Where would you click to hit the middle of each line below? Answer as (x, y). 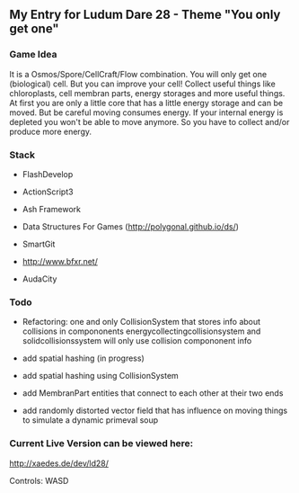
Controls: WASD (39, 480)
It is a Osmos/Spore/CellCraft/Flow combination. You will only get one (138, 74)
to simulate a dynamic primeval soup (90, 420)
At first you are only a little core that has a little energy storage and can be (146, 103)
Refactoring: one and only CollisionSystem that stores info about (141, 322)
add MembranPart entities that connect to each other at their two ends (153, 393)
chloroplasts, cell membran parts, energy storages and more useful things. (147, 93)
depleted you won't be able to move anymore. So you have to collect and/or (149, 121)
